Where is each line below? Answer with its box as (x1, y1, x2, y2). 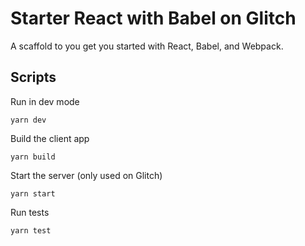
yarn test (10, 225, 52, 236)
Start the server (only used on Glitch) (10, 169, 163, 181)
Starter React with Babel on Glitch (10, 7, 297, 30)
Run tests (10, 206, 50, 218)
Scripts (10, 69, 57, 86)
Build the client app (10, 132, 90, 144)
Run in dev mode (10, 95, 80, 107)
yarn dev (10, 115, 47, 125)
